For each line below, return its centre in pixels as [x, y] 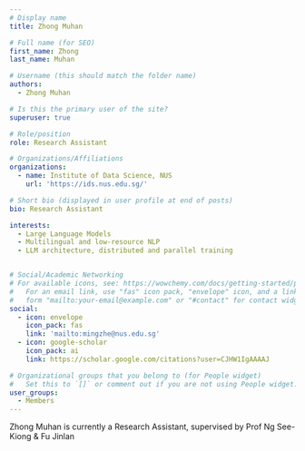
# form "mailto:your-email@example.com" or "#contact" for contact [144, 300]
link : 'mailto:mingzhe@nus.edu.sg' [93, 334]
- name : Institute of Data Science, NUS [95, 176]
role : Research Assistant [58, 142]
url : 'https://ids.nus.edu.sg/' [87, 184]
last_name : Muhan [42, 60]
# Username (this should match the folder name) [103, 76]
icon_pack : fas [54, 326]
